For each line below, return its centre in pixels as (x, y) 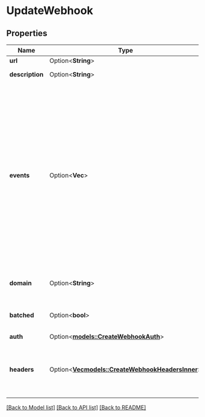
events (20, 175)
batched (22, 315)
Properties (27, 33)
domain (21, 283)
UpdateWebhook (50, 11)
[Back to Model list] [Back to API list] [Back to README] (76, 408)
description (27, 74)
